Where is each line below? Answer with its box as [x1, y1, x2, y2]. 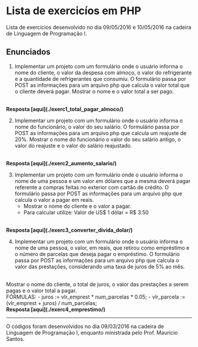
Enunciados [6, 47, 51, 57]
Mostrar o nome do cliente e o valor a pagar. [23, 202, 131, 209]
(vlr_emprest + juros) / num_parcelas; [6, 299, 97, 306]
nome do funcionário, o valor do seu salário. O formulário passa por [14, 123, 180, 130]
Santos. [6, 335, 25, 342]
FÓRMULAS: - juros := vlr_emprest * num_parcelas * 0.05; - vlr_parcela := [6, 293, 186, 300]
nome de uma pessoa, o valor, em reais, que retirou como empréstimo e [14, 244, 190, 251]
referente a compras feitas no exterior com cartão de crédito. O [14, 184, 169, 191]
